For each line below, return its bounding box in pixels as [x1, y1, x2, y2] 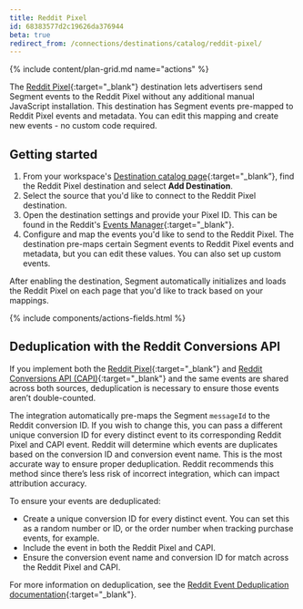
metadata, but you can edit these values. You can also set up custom [22, 248, 282, 260]
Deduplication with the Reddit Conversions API [9, 339, 280, 355]
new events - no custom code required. [9, 120, 157, 131]
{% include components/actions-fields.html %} [9, 313, 187, 324]
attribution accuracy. [9, 478, 87, 489]
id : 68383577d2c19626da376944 [9, 22, 125, 31]
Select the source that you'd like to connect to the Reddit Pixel [22, 191, 257, 201]
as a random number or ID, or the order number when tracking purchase [22, 522, 294, 533]
